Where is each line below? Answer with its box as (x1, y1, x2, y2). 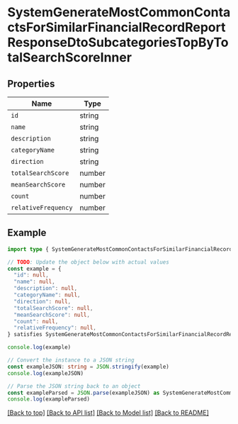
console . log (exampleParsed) (7, 396, 91, 403)
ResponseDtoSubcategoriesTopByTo (7, 35, 229, 50)
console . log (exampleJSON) (7, 369, 84, 376)
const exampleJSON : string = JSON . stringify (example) (7, 363, 170, 370)
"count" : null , (13, 318, 59, 325)
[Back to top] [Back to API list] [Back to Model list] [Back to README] (7, 408, 209, 417)
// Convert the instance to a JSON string (7, 357, 135, 364)
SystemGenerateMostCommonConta (7, 4, 231, 21)
